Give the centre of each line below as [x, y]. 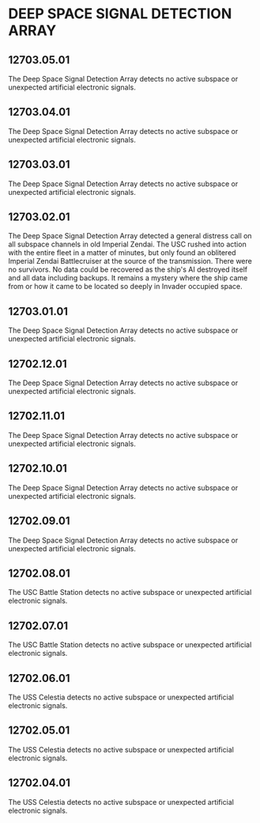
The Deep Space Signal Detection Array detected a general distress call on [130, 236]
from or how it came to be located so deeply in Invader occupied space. [125, 287]
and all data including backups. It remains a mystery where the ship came [128, 278]
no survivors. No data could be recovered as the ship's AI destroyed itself [128, 269]
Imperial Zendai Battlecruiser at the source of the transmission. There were [130, 261]
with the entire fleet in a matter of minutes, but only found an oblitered [122, 253]
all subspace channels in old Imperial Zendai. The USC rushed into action [127, 244]
